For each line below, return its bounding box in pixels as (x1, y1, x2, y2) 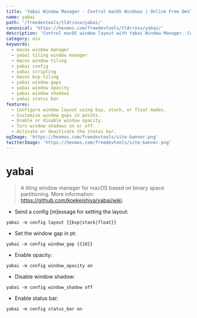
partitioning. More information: (20, 190, 94, 197)
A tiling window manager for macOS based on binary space (20, 184, 165, 191)
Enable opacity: (14, 251, 53, 258)
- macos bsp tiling (11, 74, 59, 80)
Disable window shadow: (14, 273, 75, 280)
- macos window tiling (11, 57, 67, 63)
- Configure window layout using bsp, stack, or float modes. (11, 107, 167, 113)
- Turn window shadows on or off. (11, 123, 96, 129)
